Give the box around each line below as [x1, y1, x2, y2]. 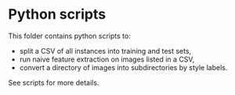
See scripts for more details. [8, 78, 99, 87]
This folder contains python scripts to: [8, 31, 131, 40]
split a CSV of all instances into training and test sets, [19, 46, 192, 55]
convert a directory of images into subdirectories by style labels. [19, 62, 228, 72]
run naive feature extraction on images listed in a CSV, [19, 55, 195, 64]
